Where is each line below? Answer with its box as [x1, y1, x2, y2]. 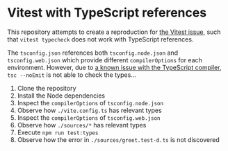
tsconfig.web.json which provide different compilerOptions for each [7, 55, 203, 64]
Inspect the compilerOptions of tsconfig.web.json [17, 113, 161, 122]
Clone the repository [17, 84, 76, 92]
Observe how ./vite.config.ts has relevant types [17, 106, 162, 114]
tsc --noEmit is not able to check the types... [7, 71, 137, 79]
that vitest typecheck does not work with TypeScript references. [7, 35, 194, 43]
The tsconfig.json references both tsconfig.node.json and [7, 48, 179, 57]
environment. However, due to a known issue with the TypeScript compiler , [7, 63, 222, 71]
